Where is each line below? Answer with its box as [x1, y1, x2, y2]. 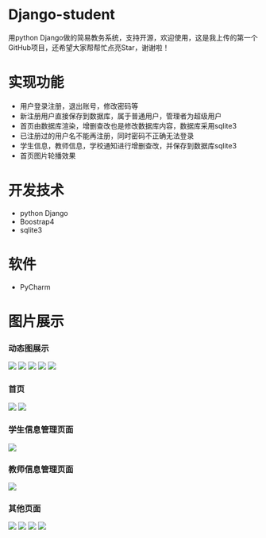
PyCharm [19, 282, 51, 291]
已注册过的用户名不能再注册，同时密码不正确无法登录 [19, 131, 195, 140]
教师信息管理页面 [8, 463, 74, 475]
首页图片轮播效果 [19, 151, 76, 160]
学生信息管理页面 [8, 425, 74, 436]
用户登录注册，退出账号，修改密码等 [19, 101, 139, 110]
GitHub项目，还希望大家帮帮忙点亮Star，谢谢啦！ [8, 42, 170, 52]
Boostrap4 [19, 217, 55, 226]
